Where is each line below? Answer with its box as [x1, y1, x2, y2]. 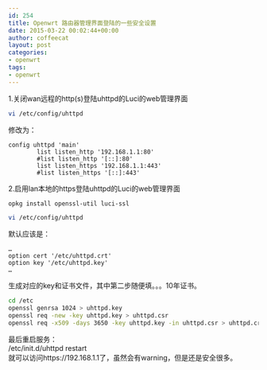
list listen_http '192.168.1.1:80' [37, 148, 155, 156]
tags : [8, 64, 26, 72]
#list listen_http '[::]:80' [37, 154, 133, 163]
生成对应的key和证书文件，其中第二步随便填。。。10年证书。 [8, 281, 201, 290]
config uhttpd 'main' [8, 141, 80, 149]
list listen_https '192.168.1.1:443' [37, 162, 161, 169]
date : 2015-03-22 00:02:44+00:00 [8, 26, 119, 34]
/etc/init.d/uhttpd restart [8, 343, 87, 352]
